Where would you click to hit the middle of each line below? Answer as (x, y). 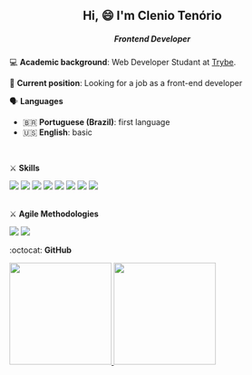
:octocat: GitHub (41, 250)
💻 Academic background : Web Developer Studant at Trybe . (123, 62)
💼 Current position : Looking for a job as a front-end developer (126, 83)
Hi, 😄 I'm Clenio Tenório (152, 16)
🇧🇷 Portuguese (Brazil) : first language (96, 122)
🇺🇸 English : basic (58, 132)
